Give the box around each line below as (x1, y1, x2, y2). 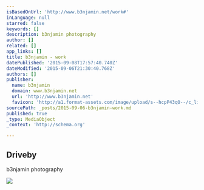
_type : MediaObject (6, 116, 56, 122)
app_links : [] (6, 49, 42, 55)
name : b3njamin (12, 83, 50, 89)
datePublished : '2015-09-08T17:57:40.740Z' (6, 59, 118, 66)
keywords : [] (6, 25, 39, 32)
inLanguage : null (6, 15, 50, 21)
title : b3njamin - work (6, 54, 67, 60)
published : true (6, 110, 47, 117)
